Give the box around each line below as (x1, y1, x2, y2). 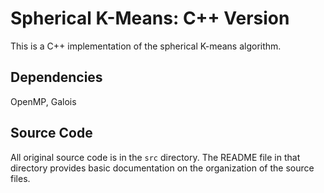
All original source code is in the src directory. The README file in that (10, 151, 301, 163)
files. (10, 172, 31, 184)
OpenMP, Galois (10, 95, 77, 107)
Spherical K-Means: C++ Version (10, 7, 290, 30)
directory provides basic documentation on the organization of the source (10, 162, 315, 174)
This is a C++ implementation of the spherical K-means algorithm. (10, 40, 282, 52)
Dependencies (10, 69, 103, 86)
